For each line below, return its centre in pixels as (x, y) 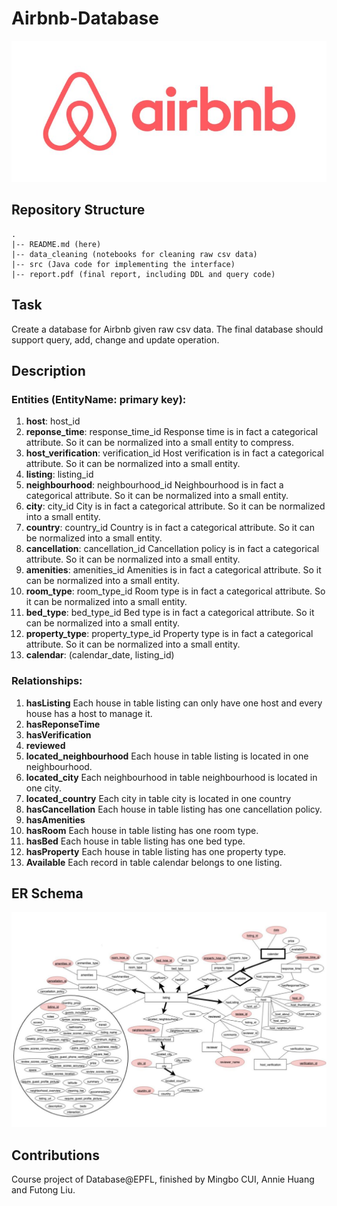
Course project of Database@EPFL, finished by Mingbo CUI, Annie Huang (163, 1179)
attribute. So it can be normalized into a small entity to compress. (159, 443)
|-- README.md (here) (56, 244)
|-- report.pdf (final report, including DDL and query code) (143, 274)
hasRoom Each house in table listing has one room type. (142, 830)
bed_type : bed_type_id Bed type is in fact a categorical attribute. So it (170, 613)
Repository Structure (78, 210)
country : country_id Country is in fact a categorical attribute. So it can (170, 528)
